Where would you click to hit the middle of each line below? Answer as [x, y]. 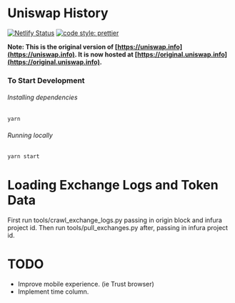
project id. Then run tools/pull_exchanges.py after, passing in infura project [118, 227]
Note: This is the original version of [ [62, 46]
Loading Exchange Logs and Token [113, 185]
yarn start [24, 157]
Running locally [30, 135]
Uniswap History [58, 13]
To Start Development [46, 80]
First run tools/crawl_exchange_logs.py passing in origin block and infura [115, 220]
